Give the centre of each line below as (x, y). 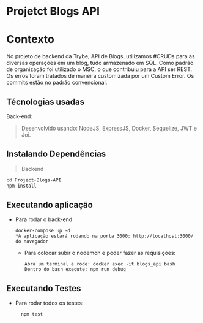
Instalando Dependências (56, 154)
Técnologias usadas (45, 101)
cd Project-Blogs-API (34, 180)
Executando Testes (44, 288)
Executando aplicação (50, 204)
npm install (21, 186)
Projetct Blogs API (53, 11)
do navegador (32, 241)
